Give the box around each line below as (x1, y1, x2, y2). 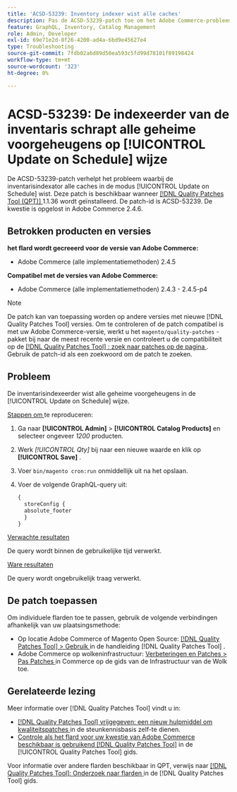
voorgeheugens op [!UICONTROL (7, 136, 206, 152)
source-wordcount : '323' (7, 63, 80, 70)
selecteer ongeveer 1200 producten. (17, 432, 123, 441)
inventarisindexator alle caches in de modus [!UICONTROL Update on (7, 182, 209, 191)
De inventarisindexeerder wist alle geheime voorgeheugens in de (7, 390, 196, 398)
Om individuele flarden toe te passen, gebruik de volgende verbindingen (7, 613, 218, 622)
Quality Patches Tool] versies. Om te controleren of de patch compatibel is (7, 320, 224, 329)
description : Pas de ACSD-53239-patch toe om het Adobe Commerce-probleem (7, 17, 232, 24)
